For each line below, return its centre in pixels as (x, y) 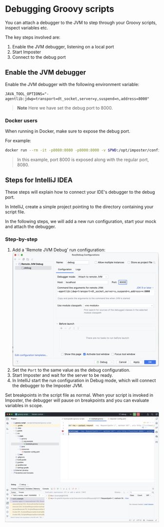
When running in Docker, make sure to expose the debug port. (68, 131)
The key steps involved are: (33, 37)
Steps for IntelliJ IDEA (39, 180)
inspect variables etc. (27, 27)
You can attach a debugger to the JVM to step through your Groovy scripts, (81, 23)
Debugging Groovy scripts (60, 9)
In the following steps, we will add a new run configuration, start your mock (81, 221)
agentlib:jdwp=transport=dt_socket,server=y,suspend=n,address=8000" (77, 99)
